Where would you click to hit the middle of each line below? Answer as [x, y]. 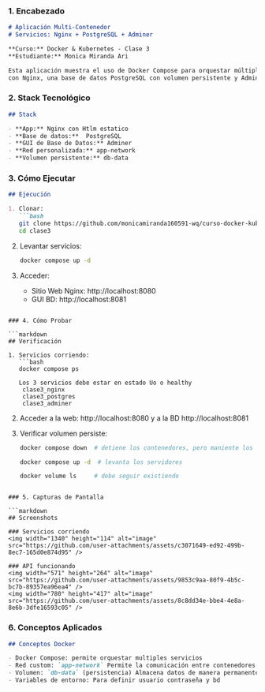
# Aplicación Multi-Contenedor [60, 28]
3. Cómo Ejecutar [42, 178]
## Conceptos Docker [42, 644]
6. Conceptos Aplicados [55, 627]
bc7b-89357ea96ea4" [40, 587]
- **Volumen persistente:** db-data [68, 158]
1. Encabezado [37, 11]
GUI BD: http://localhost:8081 [79, 299]
